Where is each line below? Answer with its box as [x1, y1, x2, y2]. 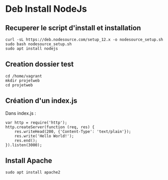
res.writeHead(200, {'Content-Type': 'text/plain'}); [14, 129, 131, 134]
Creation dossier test [5, 60, 74, 69]
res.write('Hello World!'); [14, 133, 74, 138]
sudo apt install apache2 [5, 170, 60, 175]
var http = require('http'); [5, 120, 67, 125]
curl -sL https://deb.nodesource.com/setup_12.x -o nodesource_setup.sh [5, 37, 163, 42]
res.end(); [14, 138, 38, 143]
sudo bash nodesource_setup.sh [5, 42, 72, 47]
